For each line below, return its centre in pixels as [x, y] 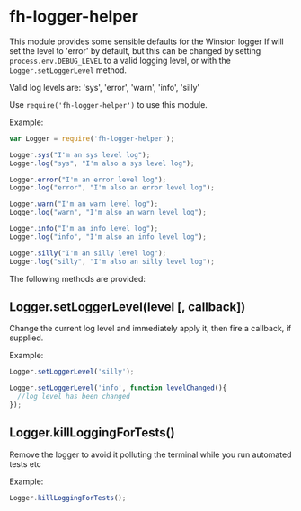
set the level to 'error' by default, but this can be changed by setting [135, 50]
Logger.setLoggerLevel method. [68, 70]
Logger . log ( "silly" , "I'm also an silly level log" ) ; [112, 261]
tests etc [26, 463]
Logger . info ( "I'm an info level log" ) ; [84, 229]
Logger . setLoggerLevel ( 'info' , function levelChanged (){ [118, 388]
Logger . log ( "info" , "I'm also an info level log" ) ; [108, 237]
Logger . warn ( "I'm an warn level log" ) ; [84, 204]
